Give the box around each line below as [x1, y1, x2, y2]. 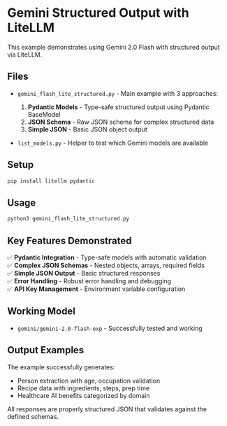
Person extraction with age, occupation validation [17, 376, 161, 385]
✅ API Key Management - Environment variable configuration [7, 285, 186, 293]
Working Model [7, 306, 75, 318]
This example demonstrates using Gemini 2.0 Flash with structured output [7, 43, 220, 51]
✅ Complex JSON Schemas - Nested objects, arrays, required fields [7, 261, 205, 269]
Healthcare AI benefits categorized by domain [17, 391, 150, 399]
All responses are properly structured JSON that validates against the [7, 404, 207, 413]
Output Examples [7, 344, 85, 356]
